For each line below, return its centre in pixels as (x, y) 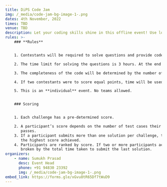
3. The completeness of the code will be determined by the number (85, 73)
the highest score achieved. (51, 140)
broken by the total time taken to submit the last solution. (86, 149)
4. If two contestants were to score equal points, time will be (83, 82)
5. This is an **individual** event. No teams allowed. (73, 91)
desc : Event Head (36, 163)
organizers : (17, 154)
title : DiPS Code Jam (28, 10)
